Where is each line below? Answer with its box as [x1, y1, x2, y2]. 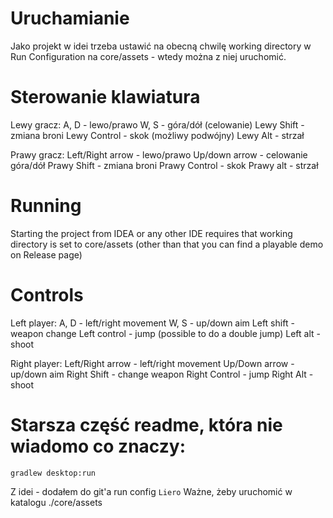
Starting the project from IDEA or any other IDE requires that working [10, 227, 293, 239]
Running [10, 195, 82, 217]
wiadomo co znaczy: [10, 435, 186, 457]
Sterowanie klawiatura [10, 86, 201, 109]
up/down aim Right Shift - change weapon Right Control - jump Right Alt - [10, 368, 314, 380]
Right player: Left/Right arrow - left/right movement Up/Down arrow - [10, 357, 295, 369]
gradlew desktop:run [10, 468, 97, 478]
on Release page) [10, 248, 83, 261]
